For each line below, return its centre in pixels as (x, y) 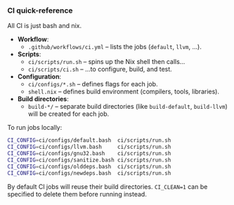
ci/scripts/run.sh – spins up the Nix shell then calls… (106, 62)
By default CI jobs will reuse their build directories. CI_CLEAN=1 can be (108, 186)
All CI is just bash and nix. (45, 26)
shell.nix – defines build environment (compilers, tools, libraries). (124, 92)
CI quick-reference (40, 11)
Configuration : (39, 77)
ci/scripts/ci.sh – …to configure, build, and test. (100, 70)
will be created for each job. (69, 114)
